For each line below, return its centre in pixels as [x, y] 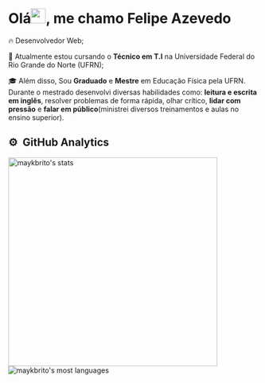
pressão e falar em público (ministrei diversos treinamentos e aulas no [124, 109]
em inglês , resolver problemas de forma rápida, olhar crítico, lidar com [125, 100]
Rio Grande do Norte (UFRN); [56, 64]
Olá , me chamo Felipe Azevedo [120, 19]
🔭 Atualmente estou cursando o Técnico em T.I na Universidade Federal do [132, 56]
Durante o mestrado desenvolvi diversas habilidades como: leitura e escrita [132, 92]
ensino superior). [36, 117]
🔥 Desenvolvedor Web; [46, 41]
